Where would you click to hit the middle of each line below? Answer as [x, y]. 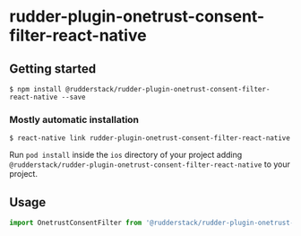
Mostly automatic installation [74, 119]
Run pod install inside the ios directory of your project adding [126, 155]
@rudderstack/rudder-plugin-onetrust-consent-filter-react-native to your [150, 164]
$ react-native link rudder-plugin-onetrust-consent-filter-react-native [150, 138]
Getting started [53, 69]
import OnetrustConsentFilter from [76, 223]
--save [74, 97]
